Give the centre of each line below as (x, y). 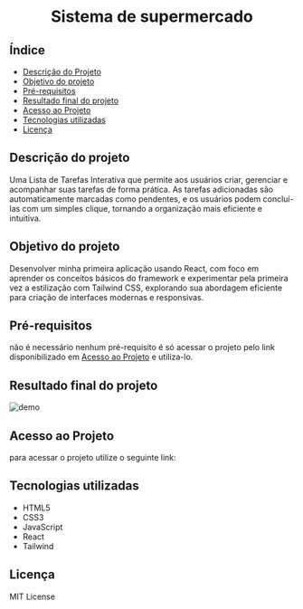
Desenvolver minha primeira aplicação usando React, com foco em (134, 268)
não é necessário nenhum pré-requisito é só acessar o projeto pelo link (142, 347)
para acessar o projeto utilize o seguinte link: (93, 458)
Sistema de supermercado (152, 17)
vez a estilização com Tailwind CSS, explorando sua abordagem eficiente (146, 288)
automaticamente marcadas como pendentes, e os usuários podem (135, 199)
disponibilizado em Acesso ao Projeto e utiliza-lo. (101, 357)
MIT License (33, 596)
